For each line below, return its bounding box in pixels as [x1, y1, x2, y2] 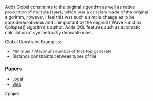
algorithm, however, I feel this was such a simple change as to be [5, 14, 135, 20]
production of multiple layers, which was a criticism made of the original [5, 9, 149, 15]
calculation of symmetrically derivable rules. [5, 30, 93, 35]
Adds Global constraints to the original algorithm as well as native [5, 4, 135, 10]
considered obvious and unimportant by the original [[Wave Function [5, 19, 141, 25]
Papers [5, 65, 22, 72]
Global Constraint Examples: [5, 39, 62, 45]
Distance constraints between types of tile [12, 53, 97, 59]
